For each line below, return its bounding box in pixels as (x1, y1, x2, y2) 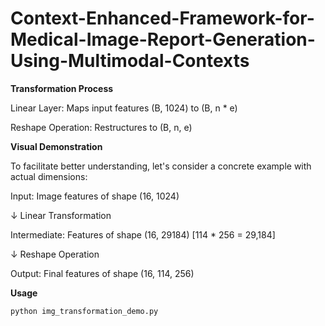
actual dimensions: (10, 170, 88, 182)
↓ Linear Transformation (10, 209, 112, 221)
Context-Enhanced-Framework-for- (10, 7, 315, 30)
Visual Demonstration (10, 140, 103, 152)
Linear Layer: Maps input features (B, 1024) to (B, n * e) (10, 102, 238, 114)
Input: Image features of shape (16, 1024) (10, 190, 180, 202)
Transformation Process (10, 82, 114, 94)
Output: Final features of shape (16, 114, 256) (10, 267, 195, 279)
